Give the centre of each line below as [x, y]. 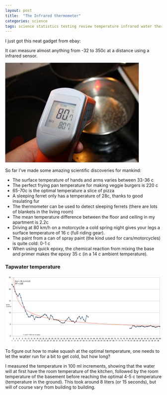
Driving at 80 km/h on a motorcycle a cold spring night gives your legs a [86, 228]
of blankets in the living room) [43, 212]
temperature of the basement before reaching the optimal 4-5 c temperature [83, 377]
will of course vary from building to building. [50, 387]
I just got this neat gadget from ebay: [43, 41]
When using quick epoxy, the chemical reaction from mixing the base [83, 249]
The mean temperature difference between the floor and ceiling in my [83, 217]
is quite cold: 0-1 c [31, 243]
